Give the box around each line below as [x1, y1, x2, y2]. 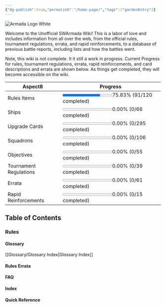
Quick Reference [5, 297, 41, 303]
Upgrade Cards [7, 123, 43, 130]
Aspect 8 [22, 83, 43, 90]
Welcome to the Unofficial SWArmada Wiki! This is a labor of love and [5, 30, 147, 36]
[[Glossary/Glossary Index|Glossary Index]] [5, 252, 93, 258]
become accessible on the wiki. [5, 71, 70, 77]
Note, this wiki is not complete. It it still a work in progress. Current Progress [5, 55, 160, 62]
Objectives [7, 151, 33, 158]
